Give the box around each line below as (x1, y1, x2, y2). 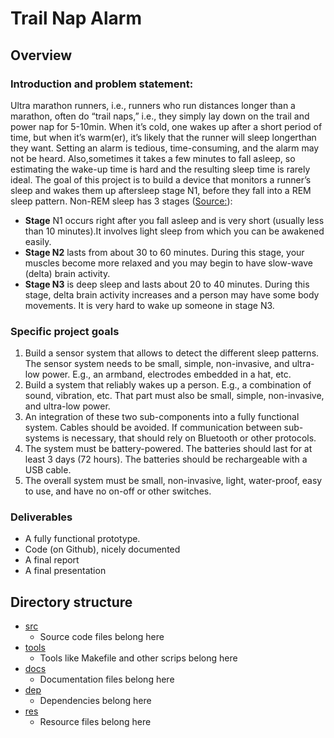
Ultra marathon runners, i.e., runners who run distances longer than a (10, 99, 296, 111)
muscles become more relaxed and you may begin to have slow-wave (24, 257, 313, 269)
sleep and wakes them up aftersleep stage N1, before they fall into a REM (10, 184, 312, 196)
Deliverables (10, 510, 73, 524)
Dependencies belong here (39, 695, 152, 707)
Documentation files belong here (39, 673, 175, 686)
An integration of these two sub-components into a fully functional (24, 411, 300, 423)
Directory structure (10, 593, 133, 611)
